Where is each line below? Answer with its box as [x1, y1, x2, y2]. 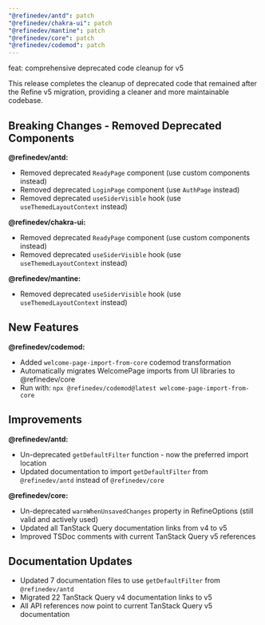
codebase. [8, 96, 44, 105]
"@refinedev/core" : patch [8, 34, 94, 42]
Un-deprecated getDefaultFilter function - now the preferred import [19, 449, 249, 459]
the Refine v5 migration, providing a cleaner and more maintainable [8, 87, 230, 97]
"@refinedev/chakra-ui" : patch [8, 19, 113, 27]
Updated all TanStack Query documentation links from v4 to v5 [19, 523, 227, 532]
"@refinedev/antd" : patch [8, 11, 94, 20]
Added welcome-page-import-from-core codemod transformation [19, 357, 231, 367]
